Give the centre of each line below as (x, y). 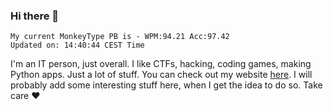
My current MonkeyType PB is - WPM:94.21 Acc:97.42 (120, 37)
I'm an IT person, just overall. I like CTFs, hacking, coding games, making (161, 64)
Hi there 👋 (35, 16)
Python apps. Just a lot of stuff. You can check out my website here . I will (161, 75)
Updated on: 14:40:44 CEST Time (77, 45)
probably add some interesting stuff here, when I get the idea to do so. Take (166, 85)
